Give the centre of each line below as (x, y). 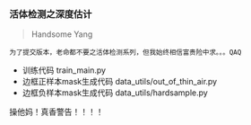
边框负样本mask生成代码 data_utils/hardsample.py (115, 93)
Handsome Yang (62, 34)
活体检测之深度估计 (51, 13)
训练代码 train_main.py (64, 70)
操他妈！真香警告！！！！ (56, 112)
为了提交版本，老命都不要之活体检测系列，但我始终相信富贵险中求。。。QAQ (125, 53)
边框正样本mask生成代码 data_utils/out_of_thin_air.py (120, 82)
